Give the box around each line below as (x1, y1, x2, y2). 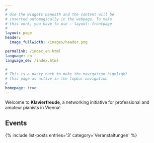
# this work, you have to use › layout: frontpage (5, 21, 112, 26)
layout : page (5, 30, 32, 35)
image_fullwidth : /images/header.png (9, 40, 88, 45)
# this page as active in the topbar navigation (5, 76, 108, 81)
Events (5, 119, 27, 128)
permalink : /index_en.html (5, 48, 61, 54)
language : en (5, 53, 32, 58)
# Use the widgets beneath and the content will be (5, 12, 114, 17)
